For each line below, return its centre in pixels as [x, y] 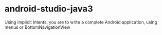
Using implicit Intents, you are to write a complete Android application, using [81, 22]
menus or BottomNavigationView [37, 27]
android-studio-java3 [49, 9]
